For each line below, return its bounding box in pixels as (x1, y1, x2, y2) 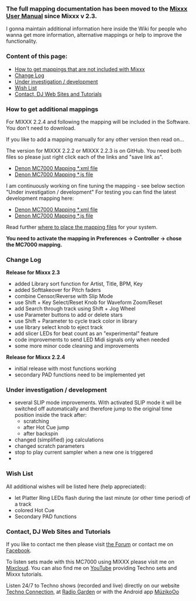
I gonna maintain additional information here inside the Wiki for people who (6, 25, 187, 32)
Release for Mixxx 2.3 (6, 269, 60, 276)
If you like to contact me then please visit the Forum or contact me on (6, 541, 174, 548)
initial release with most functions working (14, 365, 117, 372)
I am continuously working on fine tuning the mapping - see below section (6, 182, 185, 189)
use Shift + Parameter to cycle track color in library (14, 317, 137, 324)
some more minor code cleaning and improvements (14, 343, 139, 350)
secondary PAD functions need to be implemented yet (14, 371, 145, 378)
